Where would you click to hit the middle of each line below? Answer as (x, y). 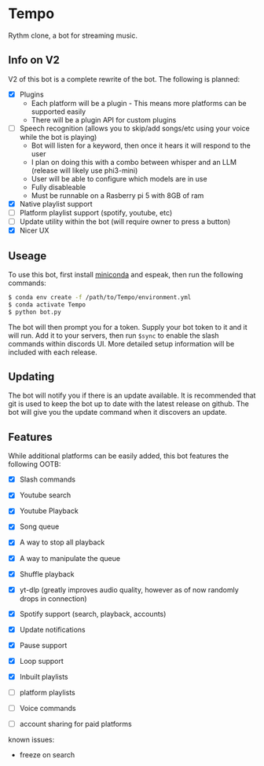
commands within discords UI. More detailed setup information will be (121, 343)
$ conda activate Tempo (47, 304)
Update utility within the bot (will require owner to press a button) (125, 222)
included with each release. (53, 352)
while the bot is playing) (58, 137)
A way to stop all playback (62, 542)
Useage (27, 256)
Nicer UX (34, 231)
